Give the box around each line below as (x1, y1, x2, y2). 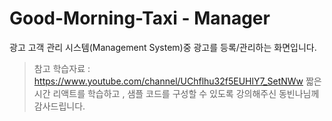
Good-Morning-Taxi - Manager (9, 7, 271, 30)
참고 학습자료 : (33, 62, 91, 74)
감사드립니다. (33, 100, 86, 112)
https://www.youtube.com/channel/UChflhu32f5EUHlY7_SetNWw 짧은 (33, 75, 322, 87)
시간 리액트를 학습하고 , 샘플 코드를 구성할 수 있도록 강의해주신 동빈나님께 (33, 87, 320, 99)
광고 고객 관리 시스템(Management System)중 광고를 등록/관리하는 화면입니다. (9, 41, 317, 53)
